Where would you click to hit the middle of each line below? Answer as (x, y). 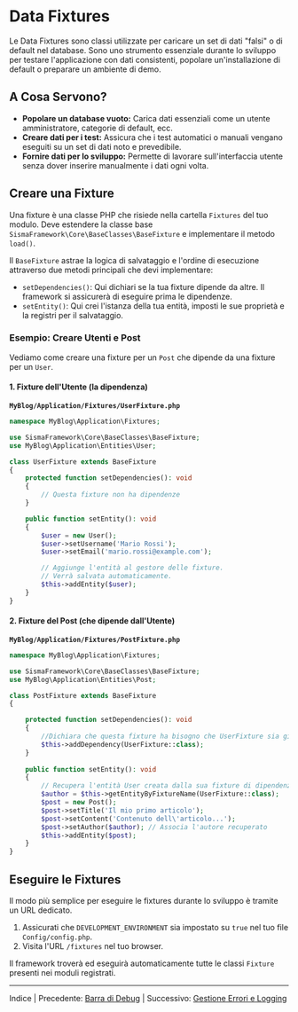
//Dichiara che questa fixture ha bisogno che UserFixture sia (160, 737)
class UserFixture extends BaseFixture (83, 462)
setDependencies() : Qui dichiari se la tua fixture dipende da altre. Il (143, 286)
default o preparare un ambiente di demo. (85, 69)
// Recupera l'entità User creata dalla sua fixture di (146, 786)
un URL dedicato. (41, 910)
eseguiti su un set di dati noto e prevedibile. (102, 146)
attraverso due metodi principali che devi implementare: (111, 270)
